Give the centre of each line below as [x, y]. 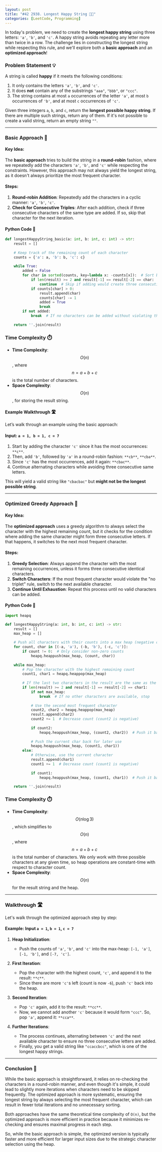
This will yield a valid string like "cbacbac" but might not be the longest [75, 481]
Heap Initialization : [31, 939]
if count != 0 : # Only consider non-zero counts [73, 652]
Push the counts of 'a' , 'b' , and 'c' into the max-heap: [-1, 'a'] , [85, 948]
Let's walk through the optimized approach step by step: [61, 917]
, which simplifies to [32, 827]
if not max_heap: [48, 692]
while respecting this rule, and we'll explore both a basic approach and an [79, 48]
